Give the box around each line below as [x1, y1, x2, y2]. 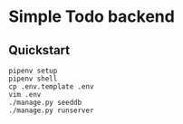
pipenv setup [8, 66, 58, 75]
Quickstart [8, 43, 71, 58]
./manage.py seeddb [8, 98, 82, 107]
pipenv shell [8, 74, 58, 83]
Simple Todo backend [8, 6, 176, 27]
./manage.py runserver [8, 106, 94, 115]
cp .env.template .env [8, 82, 94, 91]
